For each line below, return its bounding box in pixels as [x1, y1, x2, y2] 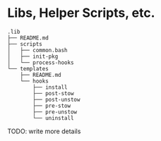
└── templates [7, 65, 49, 72]
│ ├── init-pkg [7, 53, 59, 60]
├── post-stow [32, 90, 74, 97]
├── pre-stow [32, 102, 71, 109]
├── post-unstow [32, 96, 80, 103]
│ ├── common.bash [7, 47, 68, 54]
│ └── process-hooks [7, 59, 74, 66]
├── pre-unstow [32, 108, 78, 116]
